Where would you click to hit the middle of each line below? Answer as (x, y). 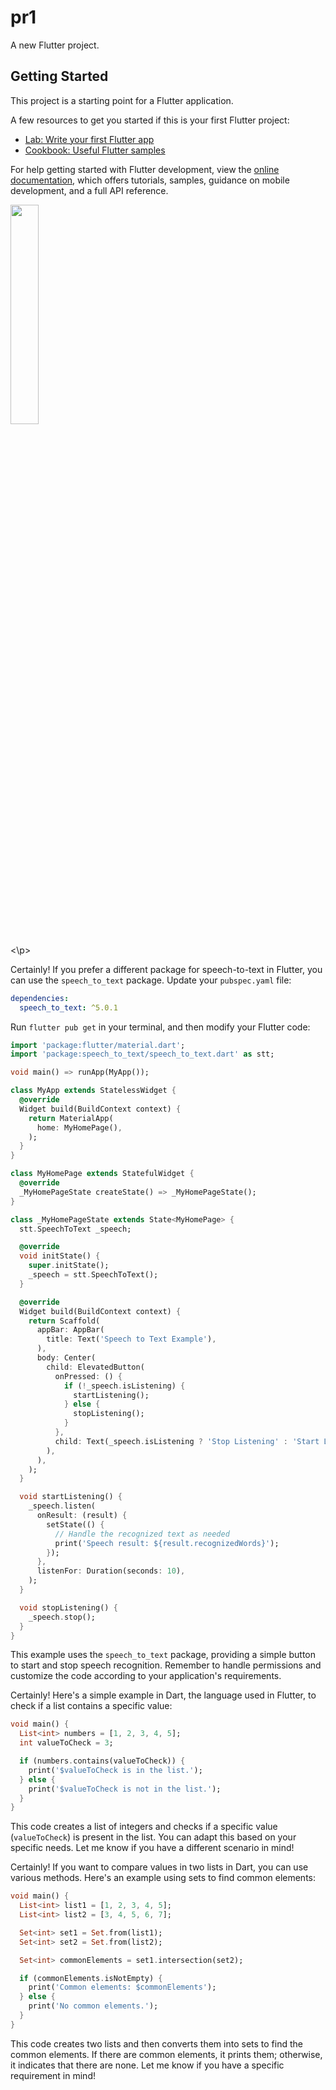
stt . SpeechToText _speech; (75, 1229)
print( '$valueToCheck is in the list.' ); (115, 1770)
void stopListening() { (68, 1607)
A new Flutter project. (55, 45)
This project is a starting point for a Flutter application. (122, 100)
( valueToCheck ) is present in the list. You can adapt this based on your (153, 1837)
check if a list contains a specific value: (91, 1706)
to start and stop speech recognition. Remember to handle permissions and (166, 1665)
